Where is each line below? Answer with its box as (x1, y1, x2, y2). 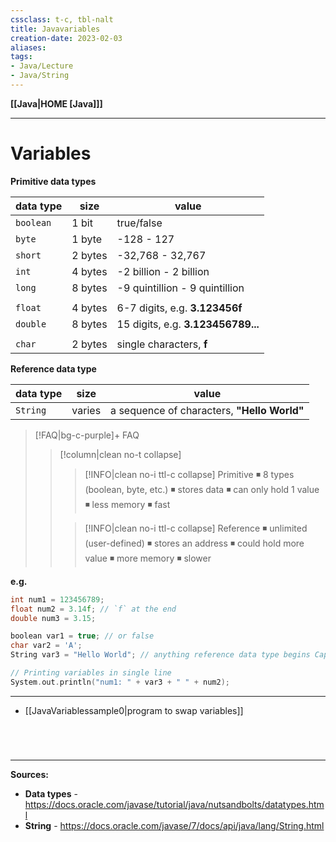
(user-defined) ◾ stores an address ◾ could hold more (84, 537, 305, 549)
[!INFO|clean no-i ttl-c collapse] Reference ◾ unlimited (84, 522, 308, 534)
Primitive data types (10, 175, 97, 187)
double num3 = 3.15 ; (10, 613, 97, 623)
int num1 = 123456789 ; (10, 594, 105, 605)
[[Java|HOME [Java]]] (10, 97, 103, 110)
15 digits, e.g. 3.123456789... (116, 317, 260, 331)
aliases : (10, 42, 47, 53)
